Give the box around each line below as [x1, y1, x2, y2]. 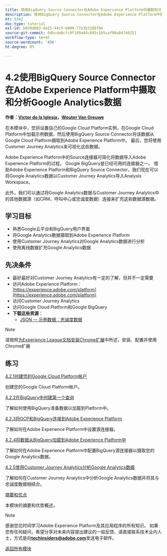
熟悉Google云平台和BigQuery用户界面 [12, 226, 90, 232]
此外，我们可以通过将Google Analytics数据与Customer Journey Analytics [5, 189, 155, 195]
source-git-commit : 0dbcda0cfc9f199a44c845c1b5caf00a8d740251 [5, 30, 137, 35]
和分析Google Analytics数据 [5, 97, 122, 108]
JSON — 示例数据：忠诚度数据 [19, 317, 83, 323]
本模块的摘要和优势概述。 [5, 502, 58, 508]
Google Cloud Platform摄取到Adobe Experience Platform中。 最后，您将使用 [5, 137, 162, 143]
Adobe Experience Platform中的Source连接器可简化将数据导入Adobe [5, 154, 146, 160]
